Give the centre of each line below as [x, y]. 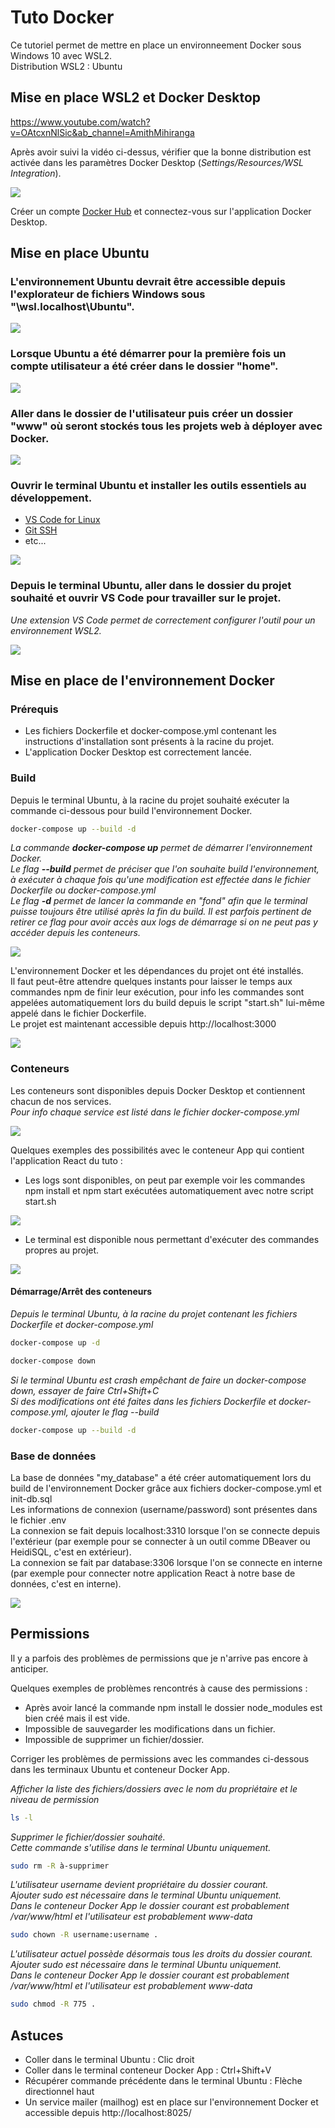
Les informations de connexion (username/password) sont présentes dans [164, 1509]
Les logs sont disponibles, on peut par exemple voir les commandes [165, 1180]
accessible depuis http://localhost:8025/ [108, 2113]
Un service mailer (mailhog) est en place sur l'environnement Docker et [171, 2102]
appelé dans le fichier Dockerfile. [78, 1013]
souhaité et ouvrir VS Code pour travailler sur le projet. [146, 598]
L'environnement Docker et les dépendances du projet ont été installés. [157, 971]
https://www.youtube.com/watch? [80, 122]
